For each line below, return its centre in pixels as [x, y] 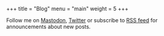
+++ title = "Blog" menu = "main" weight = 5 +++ [67, 9]
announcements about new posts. [49, 27]
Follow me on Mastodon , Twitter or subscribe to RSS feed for [82, 20]
